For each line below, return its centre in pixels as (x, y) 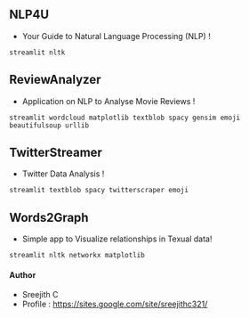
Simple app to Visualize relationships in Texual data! (117, 239)
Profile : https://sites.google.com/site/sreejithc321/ (115, 304)
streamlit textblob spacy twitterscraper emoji (99, 191)
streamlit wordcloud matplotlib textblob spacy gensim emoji (125, 118)
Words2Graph (49, 217)
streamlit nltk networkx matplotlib (77, 256)
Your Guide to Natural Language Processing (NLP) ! (116, 36)
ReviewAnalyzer (55, 80)
